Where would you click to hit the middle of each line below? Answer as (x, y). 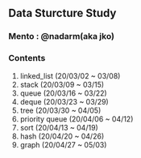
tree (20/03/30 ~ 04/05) (60, 110)
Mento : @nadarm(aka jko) (62, 36)
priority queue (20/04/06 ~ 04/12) (77, 119)
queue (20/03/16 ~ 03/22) (63, 93)
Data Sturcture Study (62, 13)
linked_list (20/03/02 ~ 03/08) (70, 75)
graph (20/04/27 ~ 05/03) (63, 144)
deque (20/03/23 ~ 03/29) (64, 101)
